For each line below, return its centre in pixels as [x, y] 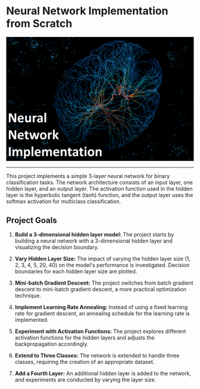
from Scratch [39, 24]
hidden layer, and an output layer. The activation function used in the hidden [99, 189]
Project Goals [32, 220]
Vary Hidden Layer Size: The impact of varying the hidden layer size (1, [102, 259]
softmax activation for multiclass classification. [63, 201]
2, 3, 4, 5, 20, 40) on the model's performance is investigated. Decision [102, 265]
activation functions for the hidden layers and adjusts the [85, 337]
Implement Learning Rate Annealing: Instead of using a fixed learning [101, 307]
